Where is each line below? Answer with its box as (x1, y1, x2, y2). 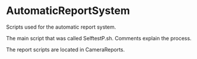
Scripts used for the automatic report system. (6, 23, 116, 30)
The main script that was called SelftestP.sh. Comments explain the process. (6, 34, 192, 41)
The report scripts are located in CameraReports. (6, 46, 125, 53)
